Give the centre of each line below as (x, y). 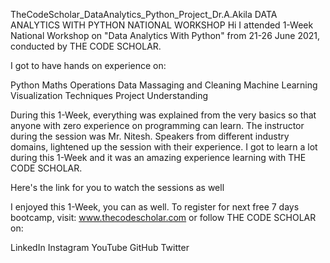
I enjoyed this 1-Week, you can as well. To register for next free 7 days (155, 207)
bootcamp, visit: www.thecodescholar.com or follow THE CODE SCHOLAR (163, 217)
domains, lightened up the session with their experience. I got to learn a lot (164, 147)
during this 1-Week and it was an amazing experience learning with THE (158, 157)
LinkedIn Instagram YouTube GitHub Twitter (100, 247)
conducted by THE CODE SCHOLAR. (86, 46)
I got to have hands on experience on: (88, 65)
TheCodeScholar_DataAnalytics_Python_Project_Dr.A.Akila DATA (144, 14)
